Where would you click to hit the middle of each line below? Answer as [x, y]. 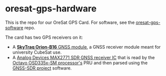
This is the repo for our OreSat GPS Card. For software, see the [70, 22]
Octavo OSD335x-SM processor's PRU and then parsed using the [80, 63]
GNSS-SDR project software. [42, 68]
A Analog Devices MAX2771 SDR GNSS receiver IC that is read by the [83, 57]
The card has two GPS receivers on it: [44, 37]
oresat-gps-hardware [51, 9]
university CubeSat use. [37, 52]
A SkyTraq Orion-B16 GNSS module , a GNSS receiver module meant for [86, 47]
